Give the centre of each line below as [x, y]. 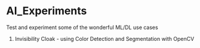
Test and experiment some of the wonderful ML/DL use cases [82, 27]
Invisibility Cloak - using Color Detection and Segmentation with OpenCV [104, 39]
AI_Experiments [47, 11]
